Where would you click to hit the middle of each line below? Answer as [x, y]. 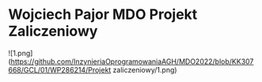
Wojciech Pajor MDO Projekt [103, 15]
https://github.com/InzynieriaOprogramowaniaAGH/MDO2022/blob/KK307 [132, 61]
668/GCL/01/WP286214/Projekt [60, 69]
